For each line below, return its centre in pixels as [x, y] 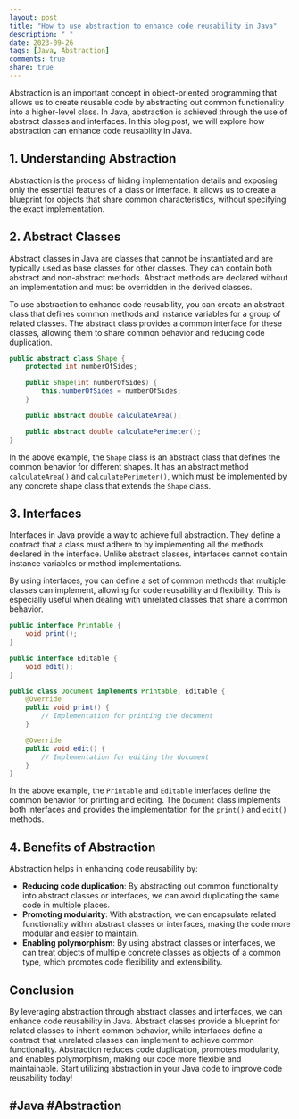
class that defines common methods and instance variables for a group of [145, 313]
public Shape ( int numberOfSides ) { [91, 383]
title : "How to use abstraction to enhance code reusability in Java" [143, 26]
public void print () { [67, 708]
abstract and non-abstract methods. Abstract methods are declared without [149, 277]
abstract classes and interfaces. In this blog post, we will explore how [137, 121]
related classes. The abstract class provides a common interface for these [146, 323]
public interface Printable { [66, 626]
